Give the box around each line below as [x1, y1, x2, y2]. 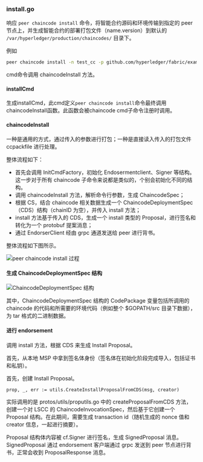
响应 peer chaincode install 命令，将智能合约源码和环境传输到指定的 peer [6, 19, 193, 27]
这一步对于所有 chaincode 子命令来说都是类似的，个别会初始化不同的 [14, 176, 187, 183]
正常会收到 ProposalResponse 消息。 [16, 449, 109, 456]
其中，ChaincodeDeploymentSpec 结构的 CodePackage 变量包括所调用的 [6, 297, 190, 304]
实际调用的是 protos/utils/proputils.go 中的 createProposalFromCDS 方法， [6, 398, 192, 405]
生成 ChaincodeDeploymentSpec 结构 [6, 269, 103, 277]
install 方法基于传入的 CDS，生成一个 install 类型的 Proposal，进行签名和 [14, 214, 196, 221]
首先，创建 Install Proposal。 [6, 374, 78, 382]
